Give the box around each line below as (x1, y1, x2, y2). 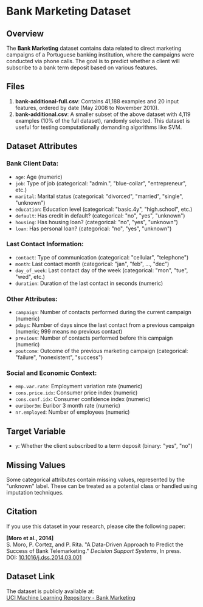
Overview (6, 29, 44, 39)
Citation (6, 506, 38, 517)
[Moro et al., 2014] (6, 534, 54, 541)
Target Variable (6, 426, 66, 436)
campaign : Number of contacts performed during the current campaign (15, 309, 191, 316)
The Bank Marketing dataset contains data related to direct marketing (6, 44, 182, 52)
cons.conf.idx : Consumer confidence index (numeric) (15, 396, 151, 403)
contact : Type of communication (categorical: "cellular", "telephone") (15, 253, 189, 261)
